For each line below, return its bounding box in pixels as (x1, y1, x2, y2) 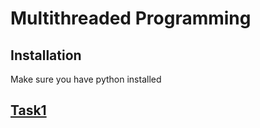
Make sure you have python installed (10, 73, 162, 85)
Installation (10, 47, 82, 64)
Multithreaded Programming (10, 7, 252, 30)
